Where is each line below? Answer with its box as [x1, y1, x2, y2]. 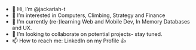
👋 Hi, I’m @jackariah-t [11, 6, 66, 12]
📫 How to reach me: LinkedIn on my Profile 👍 [11, 37, 126, 44]
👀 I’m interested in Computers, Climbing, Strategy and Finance [11, 12, 166, 19]
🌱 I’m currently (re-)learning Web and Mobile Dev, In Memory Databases [11, 18, 190, 25]
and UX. [11, 24, 32, 31]
